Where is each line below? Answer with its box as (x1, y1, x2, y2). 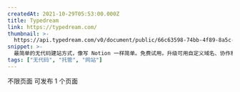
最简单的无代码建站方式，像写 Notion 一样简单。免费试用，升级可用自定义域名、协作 (14, 50, 231, 57)
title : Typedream (7, 17, 59, 24)
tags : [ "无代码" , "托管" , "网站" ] (7, 57, 103, 64)
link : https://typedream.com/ (7, 23, 98, 30)
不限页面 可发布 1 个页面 (7, 76, 79, 85)
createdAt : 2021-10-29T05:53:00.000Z (7, 10, 120, 18)
